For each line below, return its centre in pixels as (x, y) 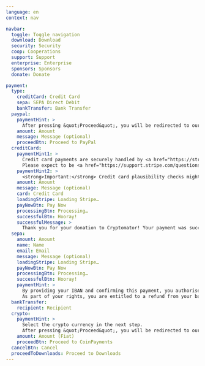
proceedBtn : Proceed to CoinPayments (65, 342)
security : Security (36, 46)
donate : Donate (31, 74)
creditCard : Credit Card (48, 97)
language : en (22, 12)
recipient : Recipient (44, 308)
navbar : (16, 29)
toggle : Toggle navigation (46, 34)
